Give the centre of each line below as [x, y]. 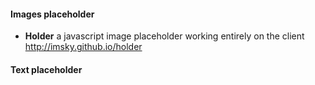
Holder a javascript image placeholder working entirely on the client [164, 36]
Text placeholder [46, 69]
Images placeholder [52, 14]
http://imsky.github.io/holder [83, 47]
